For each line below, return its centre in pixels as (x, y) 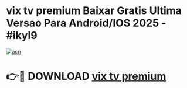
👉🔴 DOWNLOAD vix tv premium (86, 76)
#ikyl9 (22, 36)
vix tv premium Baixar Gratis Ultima (94, 11)
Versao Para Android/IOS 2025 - (86, 23)
